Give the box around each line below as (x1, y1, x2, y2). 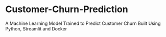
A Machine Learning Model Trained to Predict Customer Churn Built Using (5, 20, 161, 26)
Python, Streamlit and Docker (5, 25, 67, 31)
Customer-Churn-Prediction (5, 4, 129, 15)
